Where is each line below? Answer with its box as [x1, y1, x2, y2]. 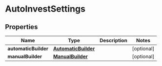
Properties [5, 23, 38, 31]
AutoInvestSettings [5, 3, 85, 15]
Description [99, 37, 128, 44]
